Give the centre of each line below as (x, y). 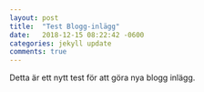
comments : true (38, 52)
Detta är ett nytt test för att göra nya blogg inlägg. (102, 77)
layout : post (34, 18)
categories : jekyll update (61, 43)
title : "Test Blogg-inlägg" (65, 26)
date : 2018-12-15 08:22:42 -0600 (77, 35)
